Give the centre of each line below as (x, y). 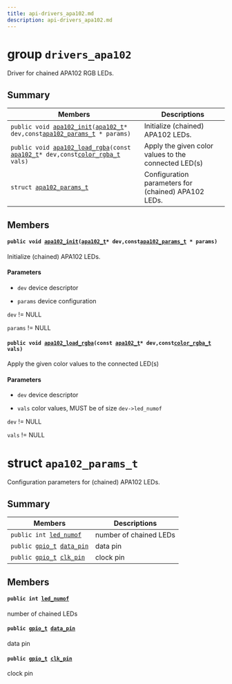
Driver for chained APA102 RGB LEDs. (60, 73)
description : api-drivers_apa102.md (60, 20)
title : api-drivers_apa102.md (51, 13)
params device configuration (57, 301)
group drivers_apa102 (69, 54)
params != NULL (29, 328)
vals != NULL (26, 435)
